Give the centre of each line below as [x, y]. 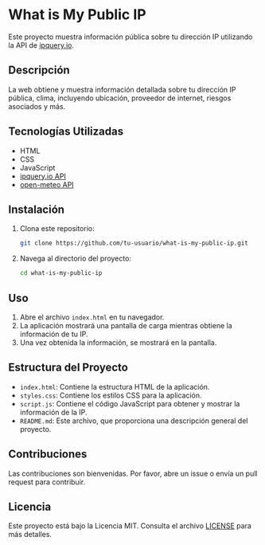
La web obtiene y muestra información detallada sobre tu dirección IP [122, 89]
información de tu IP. [54, 334]
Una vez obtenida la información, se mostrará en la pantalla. [118, 342]
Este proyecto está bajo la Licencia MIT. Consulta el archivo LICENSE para [130, 526]
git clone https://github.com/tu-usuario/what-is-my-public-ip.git [134, 243]
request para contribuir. [47, 482]
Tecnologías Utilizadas [66, 132]
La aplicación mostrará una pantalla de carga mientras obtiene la [126, 325]
